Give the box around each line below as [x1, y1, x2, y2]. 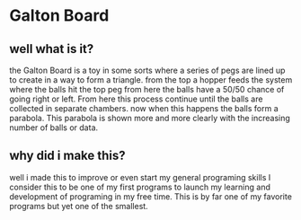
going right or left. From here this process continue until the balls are [9, 93, 263, 104]
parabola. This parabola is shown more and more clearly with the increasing [9, 113, 290, 123]
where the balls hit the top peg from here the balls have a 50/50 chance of [9, 84, 285, 94]
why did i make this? [9, 148, 126, 163]
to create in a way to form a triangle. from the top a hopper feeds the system [9, 75, 293, 85]
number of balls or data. [9, 122, 99, 133]
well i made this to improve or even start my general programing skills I [9, 172, 271, 182]
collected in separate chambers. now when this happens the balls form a [9, 103, 279, 113]
